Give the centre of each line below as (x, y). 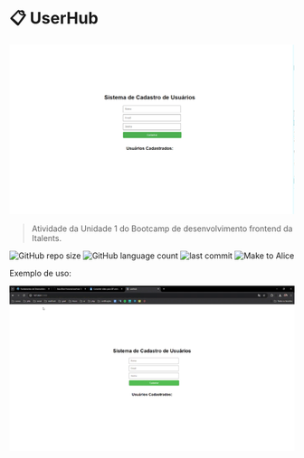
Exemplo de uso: (41, 273)
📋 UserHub (54, 19)
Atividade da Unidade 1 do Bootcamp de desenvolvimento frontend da (162, 229)
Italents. (46, 238)
